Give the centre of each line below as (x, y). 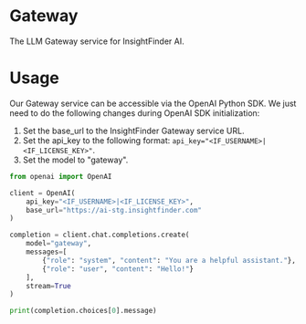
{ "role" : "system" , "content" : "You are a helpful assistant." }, (169, 260)
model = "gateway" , (59, 244)
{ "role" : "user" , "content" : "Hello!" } (118, 269)
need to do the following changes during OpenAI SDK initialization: (135, 113)
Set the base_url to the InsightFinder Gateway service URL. (133, 131)
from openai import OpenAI (61, 176)
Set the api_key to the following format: (96, 140)
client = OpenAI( (42, 193)
